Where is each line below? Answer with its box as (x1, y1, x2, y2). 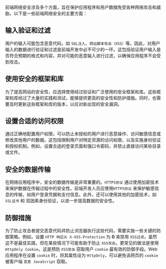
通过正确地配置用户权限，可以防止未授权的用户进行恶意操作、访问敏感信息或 (5, 131, 161, 137)
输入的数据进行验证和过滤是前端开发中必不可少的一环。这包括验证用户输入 (5, 46, 157, 52)
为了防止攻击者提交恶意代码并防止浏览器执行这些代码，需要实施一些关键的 (5, 228, 157, 233)
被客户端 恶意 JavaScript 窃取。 (5, 259, 70, 265)
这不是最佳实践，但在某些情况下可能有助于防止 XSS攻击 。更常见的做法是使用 (5, 240, 159, 246)
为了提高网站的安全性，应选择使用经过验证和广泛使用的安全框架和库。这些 (5, 88, 157, 95)
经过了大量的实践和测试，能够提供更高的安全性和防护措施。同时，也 (18, 95, 157, 101)
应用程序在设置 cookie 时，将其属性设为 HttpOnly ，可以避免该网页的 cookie (5, 252, 158, 258)
